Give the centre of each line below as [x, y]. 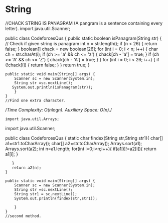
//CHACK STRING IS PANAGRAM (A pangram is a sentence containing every [84, 23]
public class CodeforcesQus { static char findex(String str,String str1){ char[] [84, 138]
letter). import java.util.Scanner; [38, 28]
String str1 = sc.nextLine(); [46, 194]
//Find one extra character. [36, 100]
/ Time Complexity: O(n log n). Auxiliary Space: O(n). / [59, 109]
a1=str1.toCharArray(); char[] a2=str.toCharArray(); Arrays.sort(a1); [73, 143]
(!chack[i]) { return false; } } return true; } [48, 65]
